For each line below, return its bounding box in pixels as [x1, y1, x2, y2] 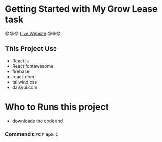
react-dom [12, 73, 34, 80]
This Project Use [5, 45, 57, 53]
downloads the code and [12, 118, 63, 124]
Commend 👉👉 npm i [5, 130, 58, 137]
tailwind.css [12, 79, 37, 85]
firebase [12, 68, 30, 74]
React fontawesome [12, 63, 54, 69]
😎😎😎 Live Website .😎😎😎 [5, 30, 61, 36]
